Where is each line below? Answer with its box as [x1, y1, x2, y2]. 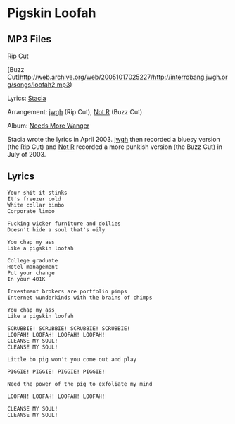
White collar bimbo [7, 201, 65, 209]
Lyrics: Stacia [7, 94, 46, 102]
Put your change [7, 269, 55, 277]
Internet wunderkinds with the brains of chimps [7, 294, 153, 301]
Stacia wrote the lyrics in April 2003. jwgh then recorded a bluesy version [7, 135, 220, 143]
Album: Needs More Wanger [7, 121, 90, 130]
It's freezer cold [7, 195, 61, 202]
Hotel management [7, 263, 58, 270]
